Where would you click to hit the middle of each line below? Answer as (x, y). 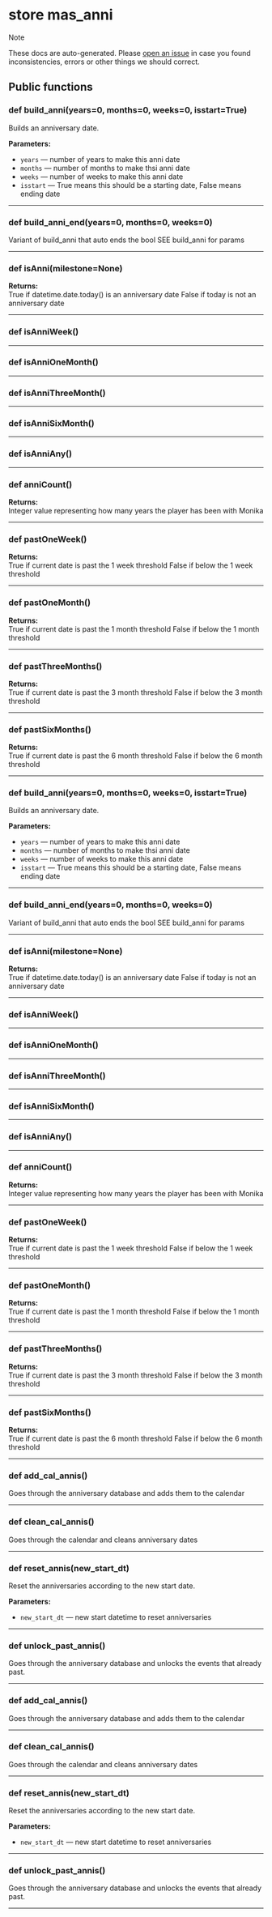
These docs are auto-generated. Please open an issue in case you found (130, 53)
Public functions (51, 87)
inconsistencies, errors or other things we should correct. (104, 62)
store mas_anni (61, 15)
